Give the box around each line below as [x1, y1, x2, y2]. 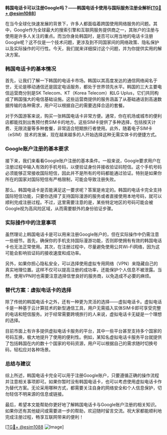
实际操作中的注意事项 [5, 219, 56, 226]
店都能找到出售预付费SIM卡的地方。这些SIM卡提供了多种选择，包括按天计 [5, 119, 156, 125]
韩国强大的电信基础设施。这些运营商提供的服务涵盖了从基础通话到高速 [13, 96, 158, 102]
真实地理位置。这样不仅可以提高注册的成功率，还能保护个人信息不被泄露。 [5, 266, 158, 272]
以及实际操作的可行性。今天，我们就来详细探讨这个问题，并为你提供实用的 [5, 46, 158, 51]
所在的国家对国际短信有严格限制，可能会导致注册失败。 [5, 176, 118, 182]
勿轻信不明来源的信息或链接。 [5, 391, 66, 397]
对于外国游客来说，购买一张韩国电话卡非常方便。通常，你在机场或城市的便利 [5, 113, 162, 119]
